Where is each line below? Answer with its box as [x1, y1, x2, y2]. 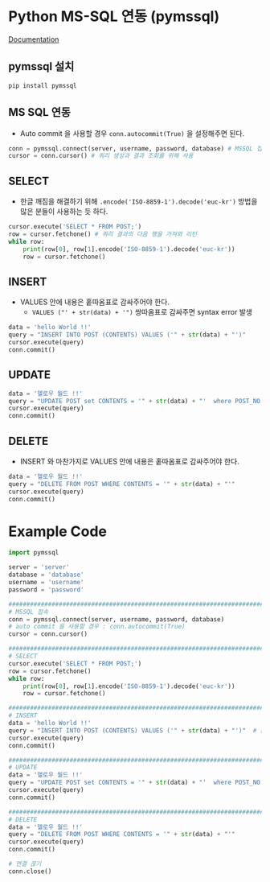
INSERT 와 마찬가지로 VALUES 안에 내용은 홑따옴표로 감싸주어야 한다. [19, 456, 239, 466]
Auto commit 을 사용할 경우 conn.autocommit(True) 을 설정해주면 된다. [19, 128, 245, 138]
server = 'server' [8, 563, 70, 571]
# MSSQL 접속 [8, 608, 49, 616]
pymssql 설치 [8, 60, 75, 73]
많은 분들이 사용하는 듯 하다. [19, 207, 108, 216]
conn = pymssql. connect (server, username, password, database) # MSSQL [8, 144, 253, 153]
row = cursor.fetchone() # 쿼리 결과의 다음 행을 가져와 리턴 [8, 230, 198, 238]
